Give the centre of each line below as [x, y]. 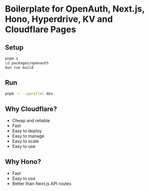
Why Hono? [23, 162]
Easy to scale [25, 141]
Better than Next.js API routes [42, 183]
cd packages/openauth [27, 63]
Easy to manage [28, 136]
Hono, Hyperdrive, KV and [59, 19]
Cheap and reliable [31, 121]
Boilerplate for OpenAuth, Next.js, [75, 9]
